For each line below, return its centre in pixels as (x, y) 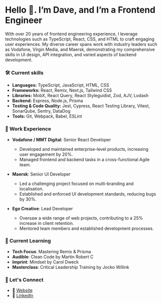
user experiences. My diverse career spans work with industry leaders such (81, 44)
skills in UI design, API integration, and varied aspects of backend (71, 54)
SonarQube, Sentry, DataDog (41, 111)
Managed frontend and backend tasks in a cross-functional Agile (84, 159)
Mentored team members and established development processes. (87, 228)
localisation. (31, 189)
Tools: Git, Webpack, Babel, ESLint (47, 116)
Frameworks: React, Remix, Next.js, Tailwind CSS (62, 90)
